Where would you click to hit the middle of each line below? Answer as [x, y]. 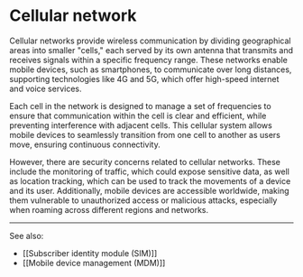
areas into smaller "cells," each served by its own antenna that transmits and [151, 50]
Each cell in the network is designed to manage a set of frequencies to [141, 106]
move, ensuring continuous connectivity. [85, 144]
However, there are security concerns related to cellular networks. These [145, 162]
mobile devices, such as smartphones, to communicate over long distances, [151, 69]
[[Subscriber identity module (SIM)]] [90, 253]
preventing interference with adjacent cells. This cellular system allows [141, 125]
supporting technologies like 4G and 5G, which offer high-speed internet [144, 78]
